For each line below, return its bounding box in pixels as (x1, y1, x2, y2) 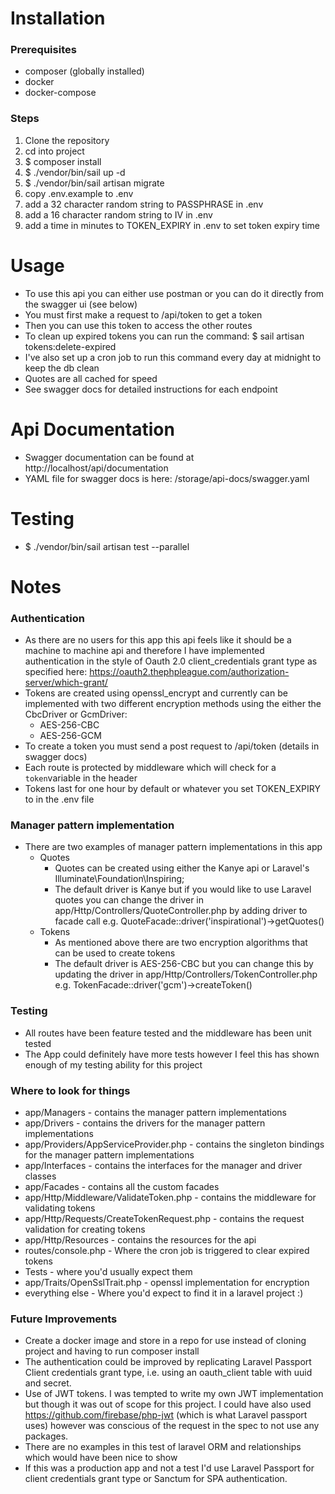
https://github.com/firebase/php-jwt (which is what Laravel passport (24, 1409, 308, 1421)
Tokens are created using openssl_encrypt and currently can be (24, 687, 288, 699)
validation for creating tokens (24, 1223, 146, 1235)
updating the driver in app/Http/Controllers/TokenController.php (54, 968, 318, 981)
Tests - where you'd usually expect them (24, 1265, 193, 1277)
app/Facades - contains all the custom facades (24, 1180, 220, 1192)
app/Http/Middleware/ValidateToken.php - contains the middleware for (24, 1191, 317, 1203)
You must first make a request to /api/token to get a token (24, 308, 263, 321)
